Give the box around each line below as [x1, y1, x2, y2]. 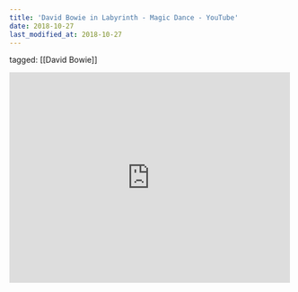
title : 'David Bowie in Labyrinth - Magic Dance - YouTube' [9, 13, 240, 22]
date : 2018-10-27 [9, 22, 74, 31]
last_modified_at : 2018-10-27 [9, 30, 123, 39]
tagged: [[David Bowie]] [9, 55, 98, 66]
